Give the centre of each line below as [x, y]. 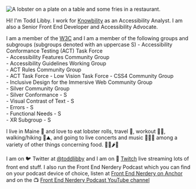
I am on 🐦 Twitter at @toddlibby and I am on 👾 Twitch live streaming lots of [98, 159]
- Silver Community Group [38, 88]
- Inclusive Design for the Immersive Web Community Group [79, 82]
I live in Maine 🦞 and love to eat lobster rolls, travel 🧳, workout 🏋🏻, [86, 131]
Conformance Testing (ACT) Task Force [55, 51]
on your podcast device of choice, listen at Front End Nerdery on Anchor [94, 173]
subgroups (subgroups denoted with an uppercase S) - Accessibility [89, 45]
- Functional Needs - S [34, 113]
